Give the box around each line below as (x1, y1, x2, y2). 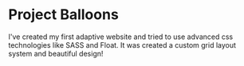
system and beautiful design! (8, 49, 104, 58)
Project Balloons (8, 6, 120, 24)
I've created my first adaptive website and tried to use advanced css (8, 32, 234, 41)
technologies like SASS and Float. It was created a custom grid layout (8, 40, 237, 49)
